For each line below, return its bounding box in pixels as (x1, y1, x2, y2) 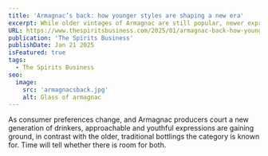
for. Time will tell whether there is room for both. (8, 140, 167, 150)
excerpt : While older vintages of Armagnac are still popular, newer (8, 19, 245, 27)
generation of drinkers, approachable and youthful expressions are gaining (8, 123, 254, 133)
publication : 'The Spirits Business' (8, 33, 134, 42)
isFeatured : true (8, 49, 66, 57)
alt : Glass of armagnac (22, 93, 102, 101)
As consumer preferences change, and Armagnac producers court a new (8, 115, 250, 124)
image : (15, 78, 37, 86)
